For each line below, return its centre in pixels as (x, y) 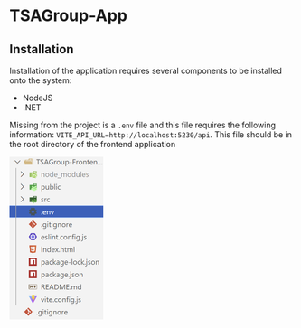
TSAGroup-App (69, 16)
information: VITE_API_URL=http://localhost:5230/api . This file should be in (150, 135)
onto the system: (41, 80)
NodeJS (38, 98)
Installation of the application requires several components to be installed (146, 70)
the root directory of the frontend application (93, 144)
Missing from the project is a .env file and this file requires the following (143, 125)
